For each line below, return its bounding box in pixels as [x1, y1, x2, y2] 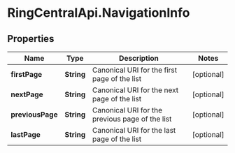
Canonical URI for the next [92, 85, 179, 95]
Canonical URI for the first [92, 65, 178, 75]
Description [118, 54, 159, 63]
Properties [7, 33, 55, 45]
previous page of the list [92, 114, 172, 124]
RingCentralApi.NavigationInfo [7, 5, 190, 21]
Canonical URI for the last [92, 126, 176, 135]
